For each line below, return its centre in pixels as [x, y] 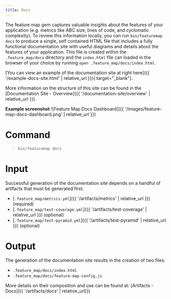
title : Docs [18, 10]
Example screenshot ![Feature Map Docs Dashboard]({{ [65, 109]
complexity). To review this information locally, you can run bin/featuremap [84, 35]
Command [28, 135]
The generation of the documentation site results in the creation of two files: [86, 260]
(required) [23, 204]
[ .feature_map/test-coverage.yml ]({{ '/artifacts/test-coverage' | [80, 209]
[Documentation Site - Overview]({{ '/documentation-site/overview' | [78, 93]
